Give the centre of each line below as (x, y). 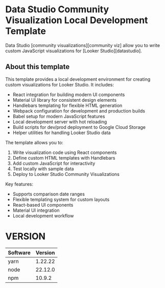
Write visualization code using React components (65, 152)
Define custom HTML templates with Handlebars (64, 158)
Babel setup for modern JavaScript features (59, 116)
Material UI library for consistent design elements (64, 100)
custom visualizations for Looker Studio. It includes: (60, 84)
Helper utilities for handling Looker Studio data (62, 132)
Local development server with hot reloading (60, 122)
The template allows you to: (34, 142)
